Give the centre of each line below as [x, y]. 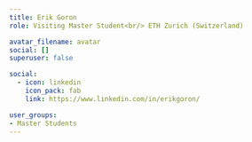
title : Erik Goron [43, 17]
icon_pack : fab [53, 91]
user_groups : [33, 115]
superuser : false [41, 59]
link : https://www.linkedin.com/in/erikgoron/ [113, 99]
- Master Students [43, 123]
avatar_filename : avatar [55, 42]
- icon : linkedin [49, 83]
